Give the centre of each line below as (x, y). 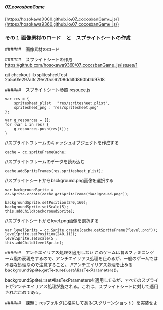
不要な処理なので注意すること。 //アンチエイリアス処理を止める (69, 265)
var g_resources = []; (28, 120)
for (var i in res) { (27, 125)
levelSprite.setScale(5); (31, 239)
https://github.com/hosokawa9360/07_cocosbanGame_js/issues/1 (71, 65)
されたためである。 (24, 292)
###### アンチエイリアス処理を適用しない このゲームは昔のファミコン (78, 252)
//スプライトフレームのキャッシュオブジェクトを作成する (62, 143)
